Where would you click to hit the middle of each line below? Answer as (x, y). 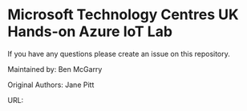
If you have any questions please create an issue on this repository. (119, 54)
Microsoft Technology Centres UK (123, 15)
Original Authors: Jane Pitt (51, 85)
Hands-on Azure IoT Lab (90, 32)
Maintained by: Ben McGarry (55, 69)
